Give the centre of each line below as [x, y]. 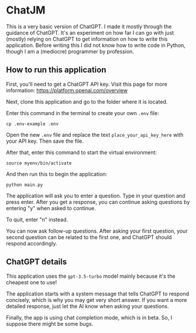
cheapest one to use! [32, 282]
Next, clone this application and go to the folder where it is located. [87, 102]
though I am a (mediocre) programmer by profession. [70, 51]
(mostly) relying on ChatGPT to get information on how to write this [87, 39]
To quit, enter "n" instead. [37, 219]
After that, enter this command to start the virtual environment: [81, 152]
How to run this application [56, 70]
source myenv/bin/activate [39, 163]
